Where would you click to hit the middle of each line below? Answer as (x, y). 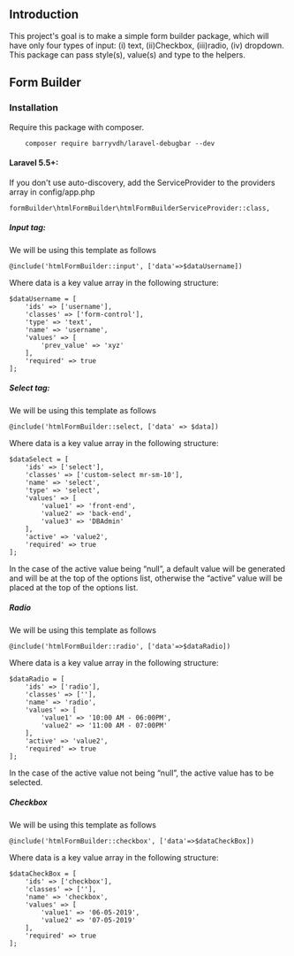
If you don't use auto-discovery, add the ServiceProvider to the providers (142, 182)
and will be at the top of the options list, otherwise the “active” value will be (146, 578)
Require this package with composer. (76, 127)
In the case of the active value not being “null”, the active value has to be (142, 773)
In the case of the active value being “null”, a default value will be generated (147, 568)
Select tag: (30, 388)
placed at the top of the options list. (74, 587)
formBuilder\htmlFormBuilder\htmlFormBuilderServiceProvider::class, (140, 208)
